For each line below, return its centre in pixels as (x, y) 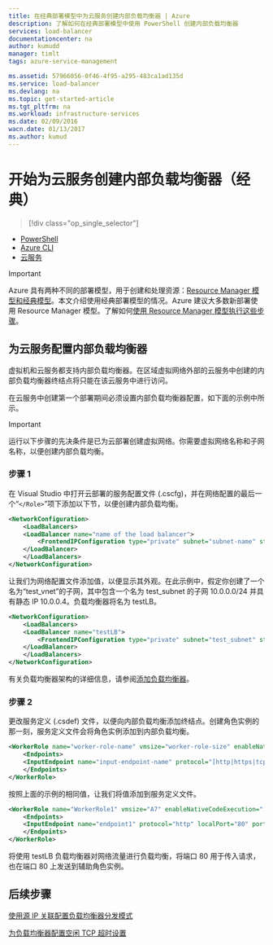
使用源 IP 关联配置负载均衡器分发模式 (71, 915)
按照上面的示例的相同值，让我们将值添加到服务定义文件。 (104, 793)
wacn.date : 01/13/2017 (47, 130)
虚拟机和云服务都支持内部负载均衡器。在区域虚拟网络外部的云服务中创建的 (133, 370)
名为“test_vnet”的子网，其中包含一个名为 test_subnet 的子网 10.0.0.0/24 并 (133, 591)
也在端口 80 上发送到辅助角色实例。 (68, 866)
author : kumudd (34, 46)
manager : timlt (34, 54)
